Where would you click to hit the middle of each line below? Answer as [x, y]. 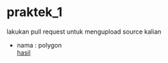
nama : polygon [39, 45]
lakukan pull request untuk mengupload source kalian [84, 31]
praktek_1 [34, 12]
